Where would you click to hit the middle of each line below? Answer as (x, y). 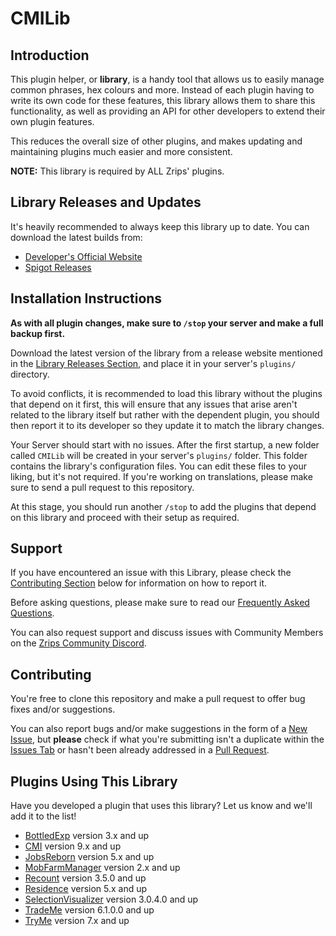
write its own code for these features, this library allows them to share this (163, 100)
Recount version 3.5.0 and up (85, 878)
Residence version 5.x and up (86, 889)
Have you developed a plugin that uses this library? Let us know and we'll (161, 806)
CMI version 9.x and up (73, 846)
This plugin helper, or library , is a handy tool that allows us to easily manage (167, 79)
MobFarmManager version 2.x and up (102, 868)
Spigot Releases (58, 267)
